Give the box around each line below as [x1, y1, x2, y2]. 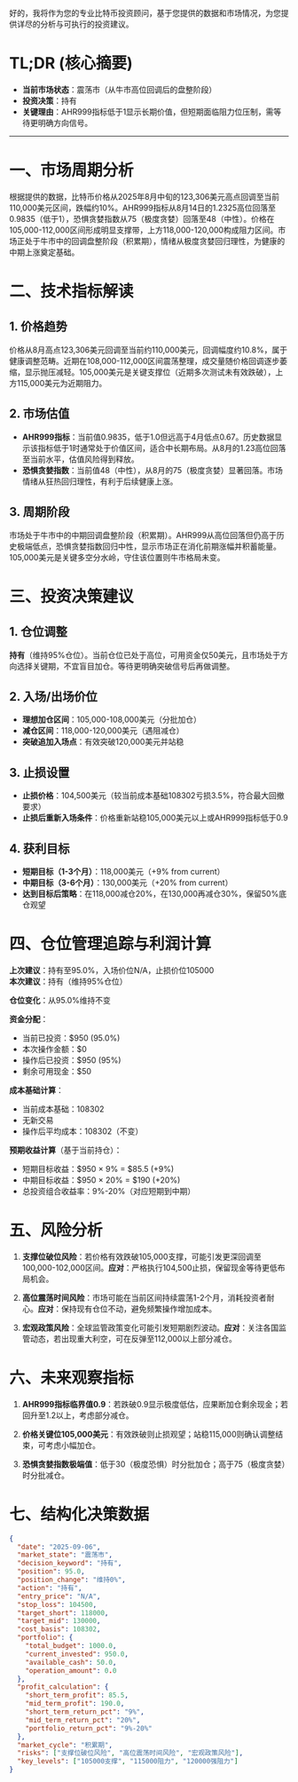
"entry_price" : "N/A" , [17, 1592, 101, 1601]
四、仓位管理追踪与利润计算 [9, 934, 212, 954]
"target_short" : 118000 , [17, 1608, 109, 1618]
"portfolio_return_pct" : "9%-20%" [25, 1723, 153, 1733]
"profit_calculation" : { [17, 1683, 109, 1691]
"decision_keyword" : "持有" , [17, 1559, 122, 1568]
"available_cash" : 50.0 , [25, 1658, 117, 1667]
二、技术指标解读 [9, 281, 135, 302]
